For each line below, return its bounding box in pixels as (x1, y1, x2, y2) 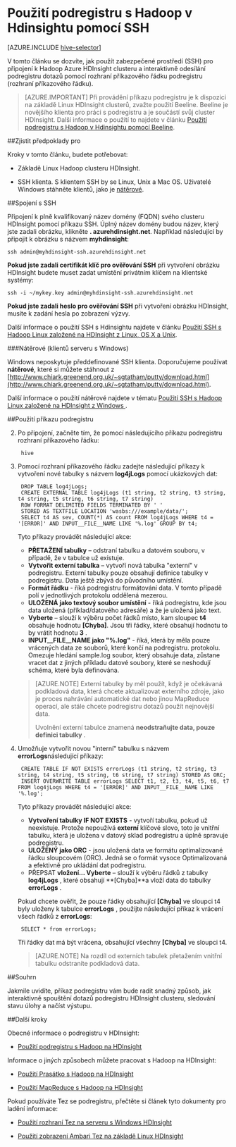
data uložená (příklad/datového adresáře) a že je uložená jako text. (27, 606, 222, 614)
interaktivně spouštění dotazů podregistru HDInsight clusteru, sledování (7, 993, 216, 1002)
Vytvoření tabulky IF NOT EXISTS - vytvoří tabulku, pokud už (27, 816, 208, 824)
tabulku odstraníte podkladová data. (35, 959, 140, 967)
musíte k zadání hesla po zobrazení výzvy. (7, 309, 130, 318)
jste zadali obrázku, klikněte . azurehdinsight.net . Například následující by (7, 227, 223, 235)
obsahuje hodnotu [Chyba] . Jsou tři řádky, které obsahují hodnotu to (27, 621, 228, 629)
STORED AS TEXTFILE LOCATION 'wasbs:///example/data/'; (20, 507, 189, 515)
